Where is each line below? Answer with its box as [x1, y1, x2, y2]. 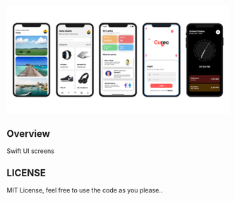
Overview [6, 128, 51, 140]
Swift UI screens [6, 147, 54, 155]
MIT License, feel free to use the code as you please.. [6, 185, 163, 194]
